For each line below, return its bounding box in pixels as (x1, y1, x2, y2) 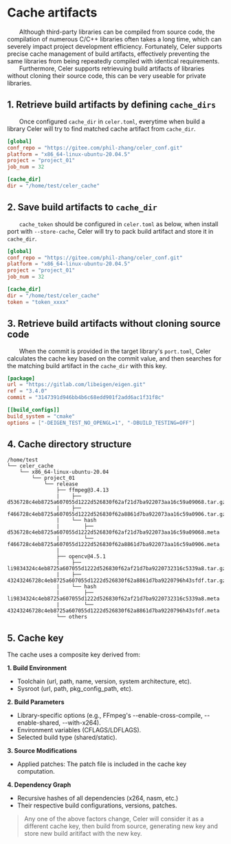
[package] (7, 374, 36, 382)
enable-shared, (16, 719, 60, 727)
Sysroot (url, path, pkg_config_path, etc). (16, 685, 133, 693)
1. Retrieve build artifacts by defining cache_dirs (7, 99, 217, 111)
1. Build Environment (7, 664, 67, 672)
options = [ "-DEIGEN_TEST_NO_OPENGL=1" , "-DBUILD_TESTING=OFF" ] (7, 419, 195, 426)
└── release (43, 481, 78, 488)
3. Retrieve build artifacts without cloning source (7, 318, 221, 330)
